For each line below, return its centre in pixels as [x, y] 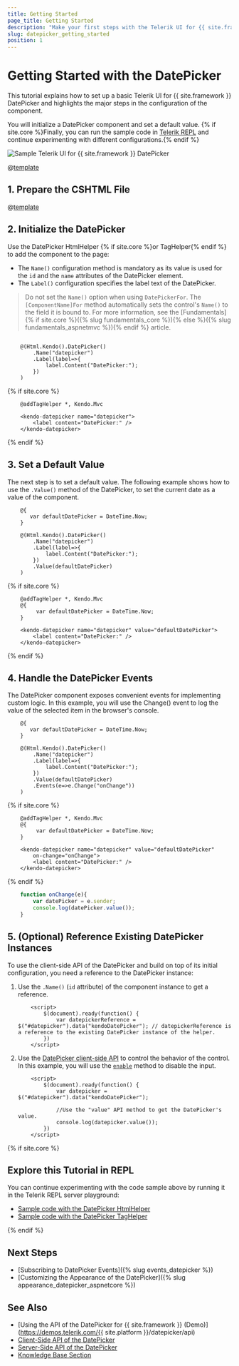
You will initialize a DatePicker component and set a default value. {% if [112, 125]
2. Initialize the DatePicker [67, 229]
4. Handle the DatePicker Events [80, 678]
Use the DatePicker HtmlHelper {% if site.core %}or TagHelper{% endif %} [117, 246]
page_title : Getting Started [51, 21]
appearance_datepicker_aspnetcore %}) [77, 1285]
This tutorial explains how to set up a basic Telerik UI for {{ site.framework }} [119, 96]
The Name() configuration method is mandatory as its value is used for [120, 267]
